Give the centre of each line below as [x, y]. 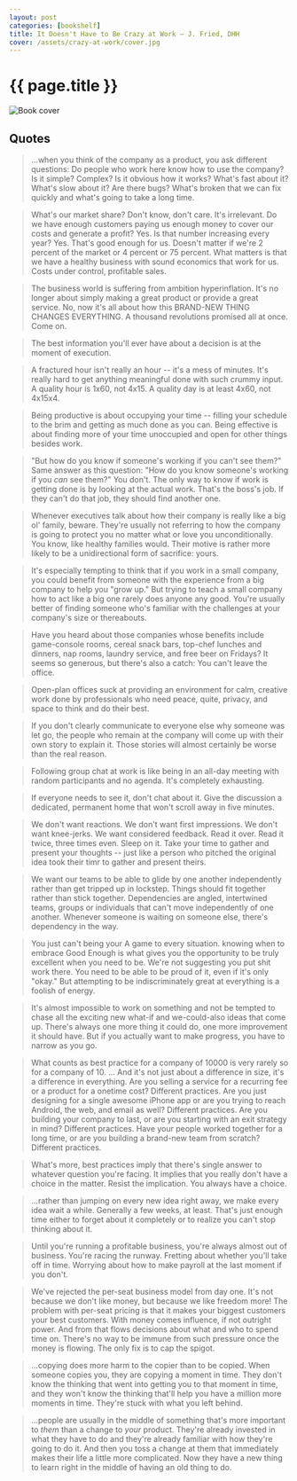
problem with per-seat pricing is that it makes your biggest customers [158, 1310]
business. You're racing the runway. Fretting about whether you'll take [159, 1255]
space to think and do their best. [90, 709]
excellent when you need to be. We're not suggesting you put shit [151, 962]
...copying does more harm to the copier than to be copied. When [150, 1365]
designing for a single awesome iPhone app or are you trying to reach [158, 1100]
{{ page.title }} [64, 86]
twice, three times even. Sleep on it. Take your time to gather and [150, 843]
